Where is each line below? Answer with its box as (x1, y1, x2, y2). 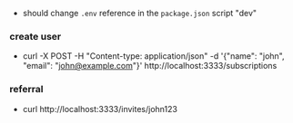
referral (9, 83, 44, 96)
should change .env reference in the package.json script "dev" (22, 8, 258, 18)
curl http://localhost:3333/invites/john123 (22, 103, 177, 114)
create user (9, 30, 62, 43)
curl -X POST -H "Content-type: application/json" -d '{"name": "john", (22, 51, 285, 61)
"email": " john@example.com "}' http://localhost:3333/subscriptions (22, 61, 278, 71)
